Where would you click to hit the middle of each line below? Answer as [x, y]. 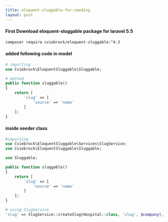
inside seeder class [26, 128]
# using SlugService [27, 210]
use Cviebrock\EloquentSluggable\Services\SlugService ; [66, 144]
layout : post [19, 15]
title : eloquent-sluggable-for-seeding [48, 10]
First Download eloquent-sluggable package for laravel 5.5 [69, 31]
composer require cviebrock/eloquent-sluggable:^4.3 [63, 42]
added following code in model [39, 54]
